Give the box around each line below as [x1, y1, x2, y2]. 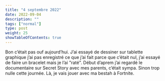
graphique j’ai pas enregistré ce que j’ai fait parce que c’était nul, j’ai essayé [5, 54, 160, 60]
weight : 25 [5, 30, 28, 35]
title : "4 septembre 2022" [5, 7, 61, 12]
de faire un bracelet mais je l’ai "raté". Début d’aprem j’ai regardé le [5, 59, 142, 65]
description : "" [5, 16, 39, 21]
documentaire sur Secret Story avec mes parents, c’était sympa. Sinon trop [5, 64, 160, 70]
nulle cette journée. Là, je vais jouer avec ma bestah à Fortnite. [5, 70, 134, 76]
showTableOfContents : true [5, 35, 61, 40]
